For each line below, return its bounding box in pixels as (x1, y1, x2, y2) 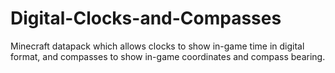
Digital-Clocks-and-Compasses (10, 7, 282, 30)
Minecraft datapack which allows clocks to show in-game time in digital (10, 40, 305, 52)
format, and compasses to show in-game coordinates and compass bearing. (10, 50, 326, 62)
